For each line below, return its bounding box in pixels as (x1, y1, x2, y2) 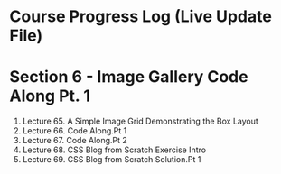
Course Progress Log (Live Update (9, 6, 273, 27)
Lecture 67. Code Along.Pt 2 (22, 135, 128, 146)
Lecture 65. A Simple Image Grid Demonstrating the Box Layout (22, 115, 259, 127)
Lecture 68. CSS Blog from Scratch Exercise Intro (22, 144, 206, 155)
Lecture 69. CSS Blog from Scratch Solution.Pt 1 (22, 154, 201, 165)
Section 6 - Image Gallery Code (9, 67, 248, 87)
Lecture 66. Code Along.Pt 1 (22, 125, 127, 136)
